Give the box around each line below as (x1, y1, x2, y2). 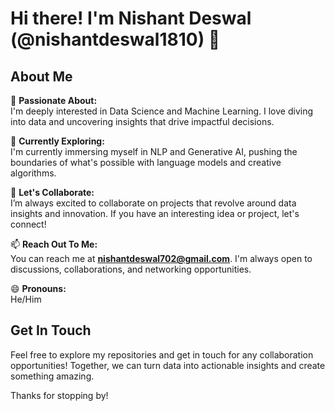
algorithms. (10, 167, 57, 179)
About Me (10, 68, 73, 85)
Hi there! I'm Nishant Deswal (10, 7, 252, 30)
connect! (10, 218, 47, 230)
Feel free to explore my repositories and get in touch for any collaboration (10, 348, 314, 361)
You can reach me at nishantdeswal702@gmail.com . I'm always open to (10, 253, 313, 264)
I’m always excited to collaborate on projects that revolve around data (10, 197, 297, 209)
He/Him (10, 293, 42, 305)
